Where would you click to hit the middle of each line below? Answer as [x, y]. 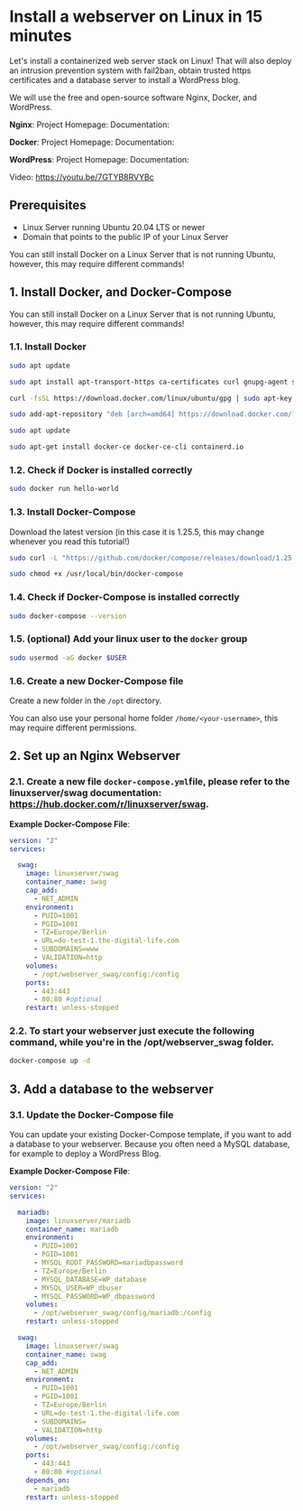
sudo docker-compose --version [68, 616]
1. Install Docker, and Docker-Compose [121, 292]
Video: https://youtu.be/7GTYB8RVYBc [82, 177]
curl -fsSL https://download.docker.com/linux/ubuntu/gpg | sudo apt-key [151, 398]
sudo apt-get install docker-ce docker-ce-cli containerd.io [127, 447]
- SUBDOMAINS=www [66, 950]
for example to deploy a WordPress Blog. [85, 1154]
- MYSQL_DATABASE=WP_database [90, 1279]
